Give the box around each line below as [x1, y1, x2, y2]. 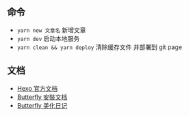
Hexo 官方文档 [16, 84, 58, 92]
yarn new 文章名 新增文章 [16, 26, 86, 34]
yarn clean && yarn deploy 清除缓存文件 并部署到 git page [16, 43, 183, 51]
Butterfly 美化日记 [16, 101, 68, 109]
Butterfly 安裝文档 [16, 93, 68, 101]
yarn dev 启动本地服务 [16, 34, 80, 42]
